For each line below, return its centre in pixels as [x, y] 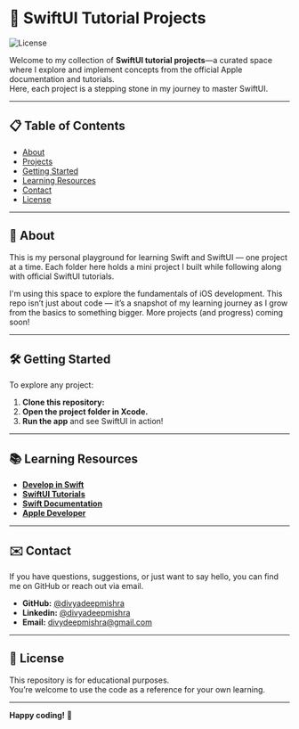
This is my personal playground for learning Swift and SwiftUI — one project [148, 257]
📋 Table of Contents [68, 126]
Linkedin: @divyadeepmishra [76, 613]
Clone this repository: [63, 402]
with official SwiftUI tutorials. [62, 276]
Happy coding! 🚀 [41, 715]
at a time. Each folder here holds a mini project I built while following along [145, 266]
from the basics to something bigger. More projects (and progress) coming [146, 312]
